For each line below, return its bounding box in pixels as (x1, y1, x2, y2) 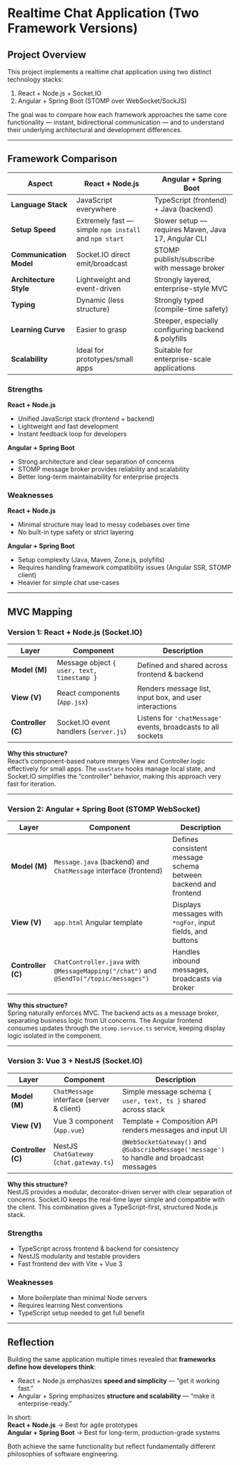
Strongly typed (154, 295, 204, 305)
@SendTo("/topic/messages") (54, 975, 150, 983)
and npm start (76, 234, 124, 244)
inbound (172, 956, 200, 966)
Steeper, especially (154, 316, 219, 326)
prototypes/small (76, 354, 134, 364)
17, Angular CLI (154, 234, 207, 244)
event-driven (76, 284, 121, 294)
